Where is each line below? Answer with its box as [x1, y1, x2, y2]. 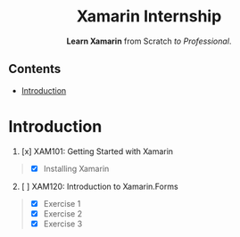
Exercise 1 [43, 198, 81, 208]
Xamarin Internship [76, 6, 222, 27]
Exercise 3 [43, 218, 83, 229]
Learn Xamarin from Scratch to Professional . [66, 36, 232, 46]
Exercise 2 [43, 208, 82, 219]
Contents [8, 61, 62, 77]
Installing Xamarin [43, 163, 110, 174]
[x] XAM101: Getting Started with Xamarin [21, 145, 174, 157]
